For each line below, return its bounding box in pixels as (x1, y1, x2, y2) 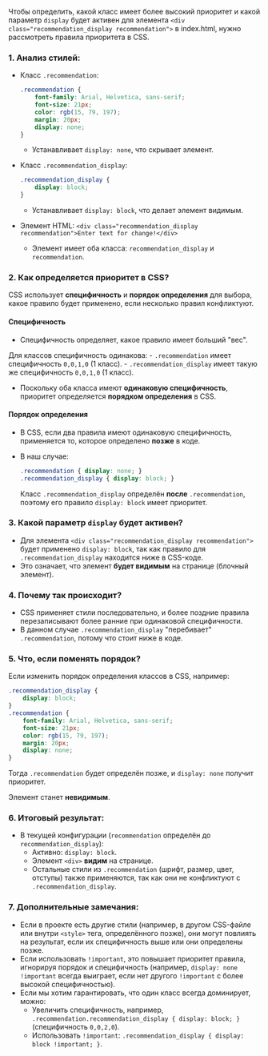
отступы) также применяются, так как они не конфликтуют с (31, 873, 241, 883)
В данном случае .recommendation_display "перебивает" (19, 624, 212, 635)
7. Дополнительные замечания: (8, 901, 139, 913)
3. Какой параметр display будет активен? (8, 517, 183, 528)
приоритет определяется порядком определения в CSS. (19, 391, 217, 401)
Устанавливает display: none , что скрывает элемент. (31, 145, 214, 155)
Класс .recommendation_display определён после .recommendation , (19, 488, 246, 499)
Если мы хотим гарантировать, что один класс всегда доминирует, (19, 988, 251, 998)
